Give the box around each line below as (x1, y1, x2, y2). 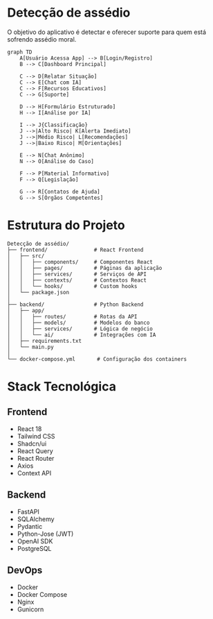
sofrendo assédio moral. (7, 35, 77, 43)
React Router (17, 454, 55, 462)
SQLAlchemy (17, 515, 55, 523)
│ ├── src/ (7, 252, 45, 260)
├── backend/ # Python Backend (7, 300, 144, 308)
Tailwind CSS (17, 432, 55, 440)
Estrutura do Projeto (7, 217, 126, 233)
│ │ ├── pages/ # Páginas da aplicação (7, 264, 163, 271)
